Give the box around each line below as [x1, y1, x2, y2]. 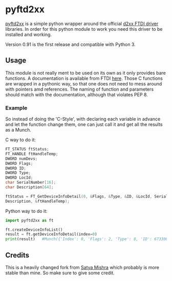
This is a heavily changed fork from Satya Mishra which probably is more [5, 264, 160, 270]
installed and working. [5, 31, 52, 37]
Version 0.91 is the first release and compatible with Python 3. [5, 41, 136, 47]
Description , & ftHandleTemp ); [5, 199, 70, 204]
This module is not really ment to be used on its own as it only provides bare [5, 70, 166, 76]
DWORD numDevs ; [5, 156, 38, 161]
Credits [5, 251, 30, 260]
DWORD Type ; [5, 170, 31, 176]
